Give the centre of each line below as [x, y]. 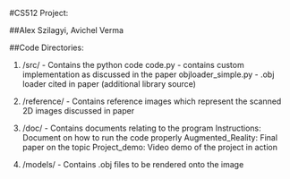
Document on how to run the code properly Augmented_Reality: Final [150, 137]
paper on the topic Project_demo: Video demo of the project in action [149, 147]
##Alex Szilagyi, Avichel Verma [66, 30]
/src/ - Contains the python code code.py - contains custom [133, 65]
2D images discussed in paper [78, 111]
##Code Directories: [47, 47]
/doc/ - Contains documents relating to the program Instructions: [141, 128]
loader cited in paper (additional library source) [109, 84]
